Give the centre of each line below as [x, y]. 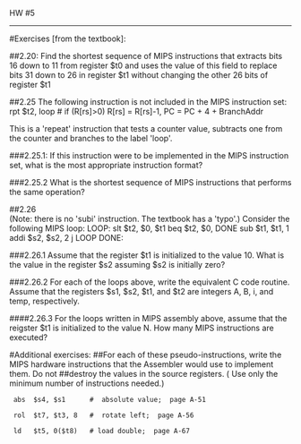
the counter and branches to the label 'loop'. [91, 138]
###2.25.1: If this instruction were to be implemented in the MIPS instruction [149, 155]
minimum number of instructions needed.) [87, 383]
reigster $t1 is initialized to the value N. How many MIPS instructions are [142, 328]
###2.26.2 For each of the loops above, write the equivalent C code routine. [150, 282]
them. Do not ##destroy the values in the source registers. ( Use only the [144, 374]
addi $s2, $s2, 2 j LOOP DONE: [66, 238]
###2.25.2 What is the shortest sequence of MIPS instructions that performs [150, 182]
